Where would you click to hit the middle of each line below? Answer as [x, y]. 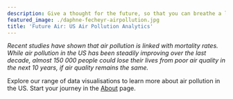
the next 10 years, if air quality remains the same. [78, 68]
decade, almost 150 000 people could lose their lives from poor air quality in [116, 60]
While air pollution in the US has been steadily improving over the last [107, 53]
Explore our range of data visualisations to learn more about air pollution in [114, 81]
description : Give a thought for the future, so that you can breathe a [114, 13]
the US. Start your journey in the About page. [72, 88]
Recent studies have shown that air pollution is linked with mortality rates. [113, 46]
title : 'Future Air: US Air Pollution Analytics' [80, 26]
